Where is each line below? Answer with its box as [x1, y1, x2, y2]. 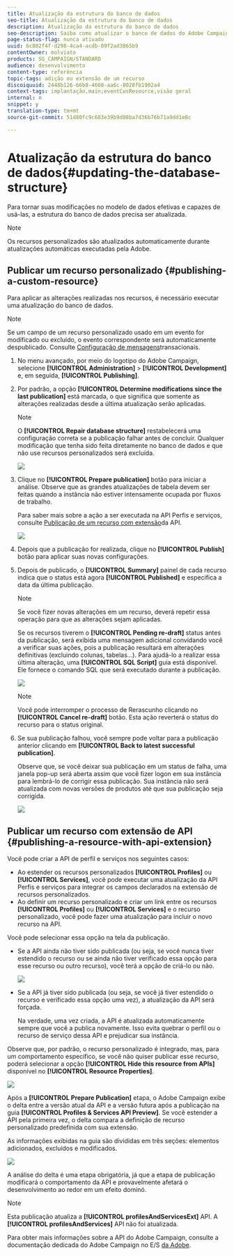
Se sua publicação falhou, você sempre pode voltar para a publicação [17, 734, 219, 743]
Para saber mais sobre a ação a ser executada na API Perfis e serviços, [17, 511, 223, 520]
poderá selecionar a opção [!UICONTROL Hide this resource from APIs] [7, 1060, 215, 1068]
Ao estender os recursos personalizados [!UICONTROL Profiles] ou [17, 868, 212, 876]
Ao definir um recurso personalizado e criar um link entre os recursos [17, 898, 217, 906]
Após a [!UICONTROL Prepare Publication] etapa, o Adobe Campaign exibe [7, 1094, 226, 1102]
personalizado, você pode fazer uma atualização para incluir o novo [17, 913, 212, 921]
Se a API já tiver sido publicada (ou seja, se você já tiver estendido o [17, 988, 214, 997]
